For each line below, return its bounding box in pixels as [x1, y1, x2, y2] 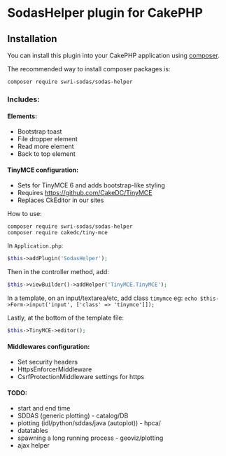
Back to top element [17, 150, 76, 158]
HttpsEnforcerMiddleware [17, 365, 92, 373]
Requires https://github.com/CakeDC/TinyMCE [17, 189, 153, 197]
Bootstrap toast [17, 127, 62, 136]
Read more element [17, 142, 75, 151]
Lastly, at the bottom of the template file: [7, 313, 125, 322]
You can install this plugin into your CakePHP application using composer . [7, 51, 220, 59]
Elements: [7, 112, 38, 120]
